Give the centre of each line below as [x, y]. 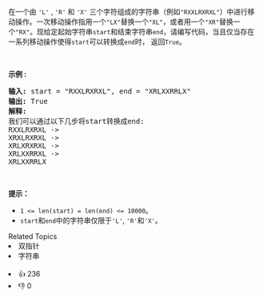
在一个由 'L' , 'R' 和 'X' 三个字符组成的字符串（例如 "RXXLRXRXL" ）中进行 [128, 12]
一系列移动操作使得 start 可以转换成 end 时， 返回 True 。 [97, 42]
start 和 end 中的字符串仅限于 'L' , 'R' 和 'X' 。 [91, 221]
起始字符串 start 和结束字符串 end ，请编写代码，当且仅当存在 [155, 32]
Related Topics [33, 236]
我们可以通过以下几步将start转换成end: [76, 121]
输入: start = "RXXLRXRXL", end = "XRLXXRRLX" [100, 91]
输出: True [28, 101]
